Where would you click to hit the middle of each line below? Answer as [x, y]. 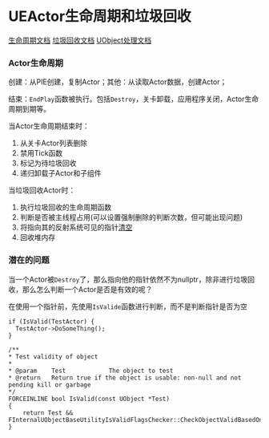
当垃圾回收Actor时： [42, 190]
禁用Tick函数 [41, 153]
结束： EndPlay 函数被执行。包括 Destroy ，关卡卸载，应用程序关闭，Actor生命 [134, 99]
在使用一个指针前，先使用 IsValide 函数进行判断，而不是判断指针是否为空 [128, 306]
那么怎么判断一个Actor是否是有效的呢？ [87, 289]
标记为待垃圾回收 [48, 163]
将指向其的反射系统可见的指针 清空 [76, 227]
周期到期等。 [29, 109]
